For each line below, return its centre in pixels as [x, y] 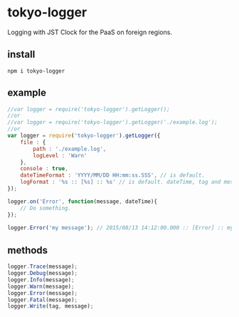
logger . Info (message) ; [41, 280]
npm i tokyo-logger [36, 71]
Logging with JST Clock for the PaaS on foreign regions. [90, 32]
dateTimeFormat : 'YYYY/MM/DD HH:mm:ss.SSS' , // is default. [112, 175]
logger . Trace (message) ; [43, 267]
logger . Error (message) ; [43, 293]
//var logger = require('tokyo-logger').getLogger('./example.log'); [113, 123]
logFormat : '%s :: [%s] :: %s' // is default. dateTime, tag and [121, 182]
